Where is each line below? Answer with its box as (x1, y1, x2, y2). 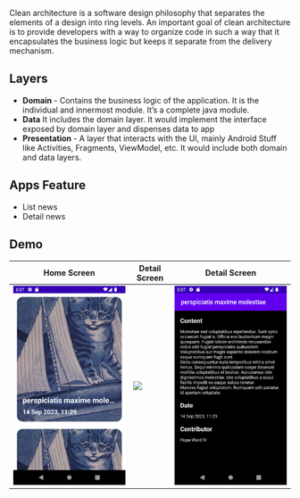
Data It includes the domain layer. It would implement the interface (21, 113, 267, 124)
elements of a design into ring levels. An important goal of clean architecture (9, 17, 291, 28)
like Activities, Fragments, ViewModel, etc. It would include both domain (21, 142, 287, 153)
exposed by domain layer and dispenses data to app (21, 123, 215, 134)
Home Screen (43, 268, 96, 278)
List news (21, 201, 58, 212)
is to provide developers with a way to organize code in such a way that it (9, 27, 279, 37)
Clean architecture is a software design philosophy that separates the (9, 8, 265, 18)
